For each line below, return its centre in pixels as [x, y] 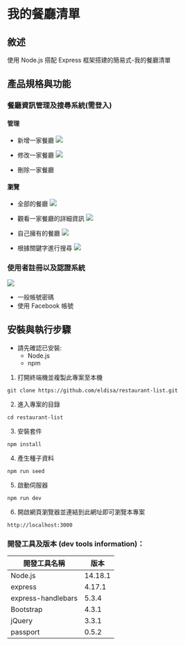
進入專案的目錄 [38, 404]
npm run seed [26, 471]
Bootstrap [27, 610]
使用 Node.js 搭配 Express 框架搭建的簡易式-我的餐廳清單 [89, 60]
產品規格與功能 [39, 84]
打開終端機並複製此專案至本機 [60, 377]
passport [25, 632]
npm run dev [24, 498]
